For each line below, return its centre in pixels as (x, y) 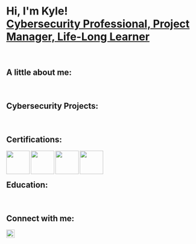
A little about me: (39, 73)
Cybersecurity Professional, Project (98, 24)
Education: (27, 185)
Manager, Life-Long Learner (78, 37)
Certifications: (34, 139)
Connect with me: (40, 218)
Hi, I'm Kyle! (37, 11)
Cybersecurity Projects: (52, 106)
